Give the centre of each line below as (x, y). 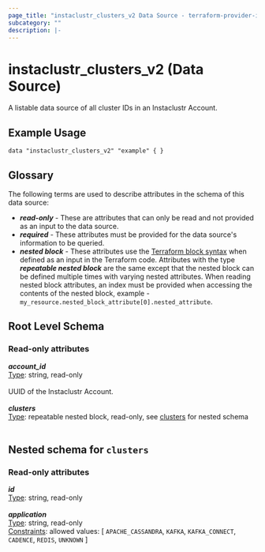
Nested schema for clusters (78, 450)
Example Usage (47, 132)
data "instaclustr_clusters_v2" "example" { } (86, 151)
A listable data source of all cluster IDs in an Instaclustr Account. (113, 108)
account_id (27, 366)
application (28, 515)
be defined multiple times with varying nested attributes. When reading (135, 276)
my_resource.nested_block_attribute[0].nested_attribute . (116, 302)
